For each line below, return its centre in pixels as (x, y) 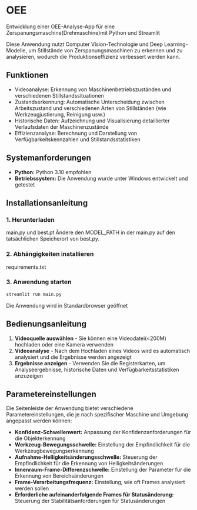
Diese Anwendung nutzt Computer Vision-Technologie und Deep (85, 44)
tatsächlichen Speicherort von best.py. (53, 239)
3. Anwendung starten (39, 282)
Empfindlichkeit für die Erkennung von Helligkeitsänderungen (89, 464)
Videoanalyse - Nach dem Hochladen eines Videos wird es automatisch (102, 351)
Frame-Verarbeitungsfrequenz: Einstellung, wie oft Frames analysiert (100, 482)
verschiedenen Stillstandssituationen (59, 95)
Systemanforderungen (49, 158)
